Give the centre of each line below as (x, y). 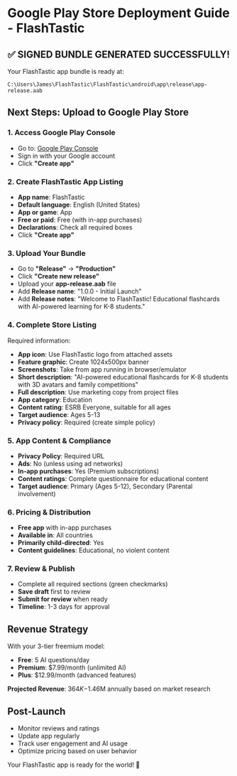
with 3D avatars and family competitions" (78, 384)
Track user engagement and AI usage (72, 743)
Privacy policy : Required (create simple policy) (87, 422)
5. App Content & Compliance (59, 441)
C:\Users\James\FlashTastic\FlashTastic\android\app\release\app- (108, 85)
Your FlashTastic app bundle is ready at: (66, 71)
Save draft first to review (54, 592)
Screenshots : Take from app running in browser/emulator (102, 369)
